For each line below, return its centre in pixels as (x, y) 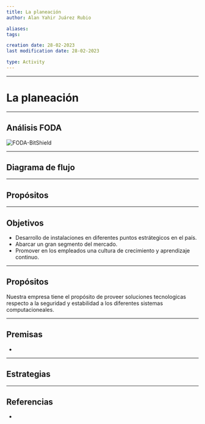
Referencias (30, 402)
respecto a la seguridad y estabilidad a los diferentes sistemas (85, 303)
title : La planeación (34, 12)
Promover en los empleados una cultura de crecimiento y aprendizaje (103, 251)
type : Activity (26, 62)
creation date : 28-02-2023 (41, 45)
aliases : (17, 29)
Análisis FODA (34, 128)
